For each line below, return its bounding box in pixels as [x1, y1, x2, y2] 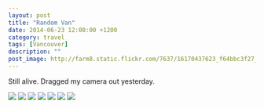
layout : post [8, 11, 51, 20]
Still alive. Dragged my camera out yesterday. [8, 76, 155, 86]
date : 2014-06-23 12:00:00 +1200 [8, 26, 118, 34]
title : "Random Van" [8, 19, 76, 27]
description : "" [8, 48, 61, 56]
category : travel [8, 33, 65, 41]
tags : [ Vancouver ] [8, 41, 68, 49]
